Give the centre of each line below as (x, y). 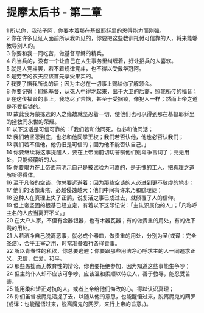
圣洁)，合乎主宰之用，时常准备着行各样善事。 (63, 243)
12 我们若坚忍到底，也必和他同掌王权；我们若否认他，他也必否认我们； (95, 137)
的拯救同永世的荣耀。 (33, 122)
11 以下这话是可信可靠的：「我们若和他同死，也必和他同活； (80, 129)
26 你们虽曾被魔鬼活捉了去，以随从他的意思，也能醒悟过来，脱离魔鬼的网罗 (101, 296)
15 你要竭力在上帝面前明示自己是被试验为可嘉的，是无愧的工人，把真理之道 (100, 167)
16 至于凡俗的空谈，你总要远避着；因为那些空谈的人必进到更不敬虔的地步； (100, 182)
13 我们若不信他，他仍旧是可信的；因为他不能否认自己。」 (78, 144)
